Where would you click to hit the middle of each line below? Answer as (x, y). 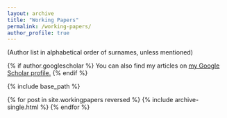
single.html (23, 107)
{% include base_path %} (44, 86)
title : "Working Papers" (43, 20)
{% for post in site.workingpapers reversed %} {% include (90, 100)
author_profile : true (39, 33)
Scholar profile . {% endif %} (48, 73)
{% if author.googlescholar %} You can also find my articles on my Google (113, 66)
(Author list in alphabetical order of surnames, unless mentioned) (100, 52)
